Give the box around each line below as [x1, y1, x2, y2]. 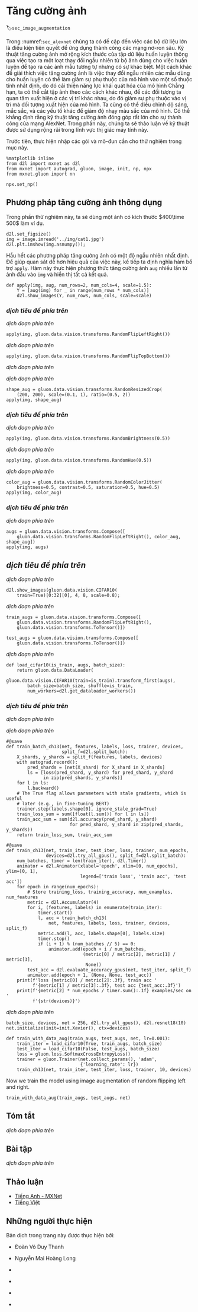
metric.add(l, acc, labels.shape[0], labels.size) [37, 930, 165, 936]
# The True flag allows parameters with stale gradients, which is [17, 790, 186, 796]
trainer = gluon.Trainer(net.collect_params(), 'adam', [17, 1056, 158, 1062]
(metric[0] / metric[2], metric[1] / [82, 951, 176, 957]
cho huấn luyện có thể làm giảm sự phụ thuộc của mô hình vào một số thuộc [6, 75, 193, 82]
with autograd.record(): [17, 759, 78, 765]
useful [6, 795, 22, 802]
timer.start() [37, 910, 73, 916]
